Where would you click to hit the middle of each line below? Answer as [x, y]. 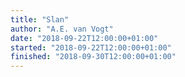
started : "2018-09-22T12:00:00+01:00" [91, 47]
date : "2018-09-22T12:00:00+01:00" [84, 38]
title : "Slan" [40, 19]
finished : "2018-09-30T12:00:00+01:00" [93, 57]
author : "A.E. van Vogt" [62, 29]
